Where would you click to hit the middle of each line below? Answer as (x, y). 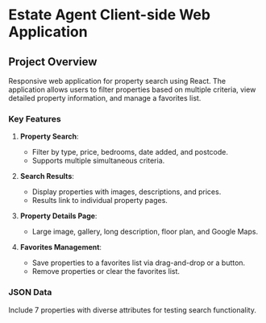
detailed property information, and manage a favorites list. (105, 98)
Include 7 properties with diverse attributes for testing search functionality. (132, 310)
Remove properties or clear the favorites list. (106, 271)
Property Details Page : (58, 216)
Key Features (35, 118)
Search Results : (47, 176)
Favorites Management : (61, 247)
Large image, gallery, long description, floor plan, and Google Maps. (145, 232)
